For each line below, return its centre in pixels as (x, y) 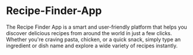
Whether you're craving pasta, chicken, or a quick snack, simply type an (93, 39)
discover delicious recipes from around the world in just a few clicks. (89, 33)
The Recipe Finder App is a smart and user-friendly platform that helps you (97, 27)
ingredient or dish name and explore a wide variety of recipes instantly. (92, 46)
